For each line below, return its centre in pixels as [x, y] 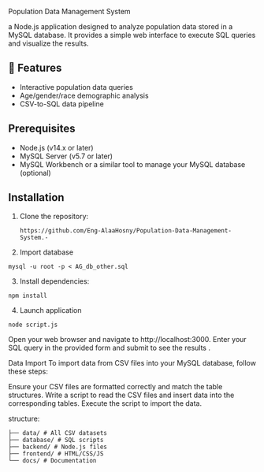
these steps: [28, 372]
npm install [28, 296]
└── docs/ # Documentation [52, 461]
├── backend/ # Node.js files [58, 447]
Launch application [50, 310]
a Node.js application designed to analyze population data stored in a [121, 26]
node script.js [33, 325]
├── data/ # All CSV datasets [58, 433]
